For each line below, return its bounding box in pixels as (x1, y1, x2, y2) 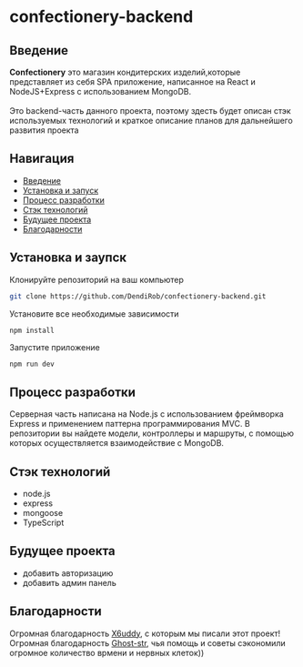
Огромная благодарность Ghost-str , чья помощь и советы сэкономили (9, 637, 286, 648)
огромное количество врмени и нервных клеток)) (9, 647, 205, 658)
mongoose (22, 508, 64, 518)
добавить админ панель (22, 577, 116, 588)
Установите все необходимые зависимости (9, 308, 179, 319)
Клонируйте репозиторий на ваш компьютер (9, 274, 185, 285)
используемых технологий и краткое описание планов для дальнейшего (9, 116, 293, 126)
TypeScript (22, 517, 65, 528)
